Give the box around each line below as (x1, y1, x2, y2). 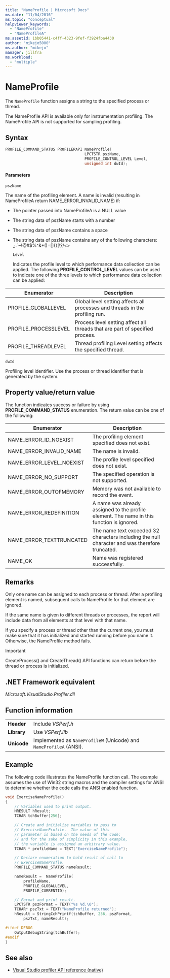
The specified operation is (92, 470, 155, 477)
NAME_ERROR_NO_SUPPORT (8, 473, 78, 480)
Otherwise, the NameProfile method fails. (5, 638, 91, 644)
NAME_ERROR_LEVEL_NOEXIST (8, 459, 84, 466)
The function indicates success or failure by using (5, 402, 110, 408)
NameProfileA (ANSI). (33, 743, 83, 750)
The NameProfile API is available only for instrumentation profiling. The (5, 113, 153, 119)
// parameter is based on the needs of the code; (14, 832, 121, 837)
